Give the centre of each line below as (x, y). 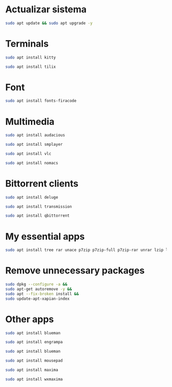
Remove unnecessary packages (75, 271)
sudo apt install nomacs (32, 163)
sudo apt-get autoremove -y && (39, 289)
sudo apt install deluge (32, 197)
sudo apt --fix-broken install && (42, 294)
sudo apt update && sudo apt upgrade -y (49, 23)
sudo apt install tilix (31, 67)
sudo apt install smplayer (34, 145)
